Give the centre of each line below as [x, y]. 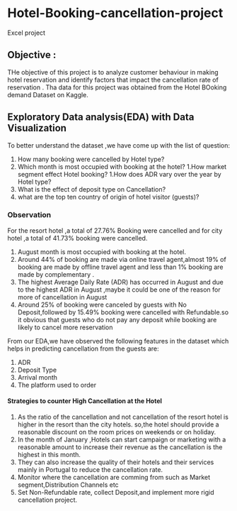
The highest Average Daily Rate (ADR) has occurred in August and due [121, 282]
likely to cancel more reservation [65, 327]
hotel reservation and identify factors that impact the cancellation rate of [113, 79]
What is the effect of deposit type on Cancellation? [92, 189]
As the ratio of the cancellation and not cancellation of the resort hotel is [123, 417]
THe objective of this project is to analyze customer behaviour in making [113, 72]
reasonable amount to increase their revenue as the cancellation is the [120, 447]
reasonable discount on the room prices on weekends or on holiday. [117, 432]
